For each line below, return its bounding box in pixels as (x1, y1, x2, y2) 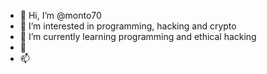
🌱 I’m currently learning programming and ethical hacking (19, 31, 257, 42)
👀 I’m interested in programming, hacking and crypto (19, 20, 237, 32)
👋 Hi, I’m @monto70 (19, 10, 102, 21)
